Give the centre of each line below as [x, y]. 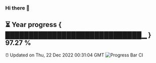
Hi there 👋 [18, 8]
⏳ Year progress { [34, 25]
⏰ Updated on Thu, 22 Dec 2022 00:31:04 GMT [55, 55]
